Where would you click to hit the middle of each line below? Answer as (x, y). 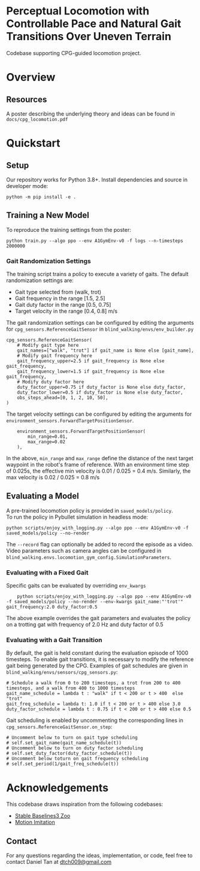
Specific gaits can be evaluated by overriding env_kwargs (76, 586)
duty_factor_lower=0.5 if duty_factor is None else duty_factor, (100, 393)
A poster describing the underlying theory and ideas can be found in (91, 114)
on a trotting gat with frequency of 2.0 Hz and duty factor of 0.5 (85, 625)
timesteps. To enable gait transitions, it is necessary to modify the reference (100, 660)
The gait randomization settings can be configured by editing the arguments (100, 323)
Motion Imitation (35, 822)
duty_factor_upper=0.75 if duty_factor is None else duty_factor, (101, 388)
